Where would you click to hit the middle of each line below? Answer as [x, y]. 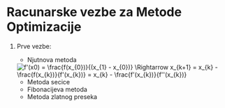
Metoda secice [49, 82]
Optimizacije [44, 27]
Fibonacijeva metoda [57, 89]
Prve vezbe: [34, 46]
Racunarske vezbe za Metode [94, 12]
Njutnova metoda [52, 59]
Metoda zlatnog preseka [62, 97]
